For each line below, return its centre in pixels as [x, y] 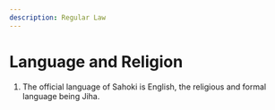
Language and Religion [96, 61]
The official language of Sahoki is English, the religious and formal [144, 87]
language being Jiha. [61, 96]
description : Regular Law [57, 17]
